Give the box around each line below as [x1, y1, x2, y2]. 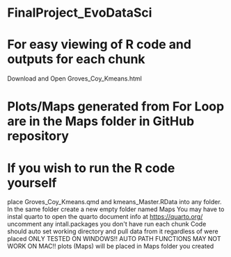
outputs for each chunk [7, 51, 145, 67]
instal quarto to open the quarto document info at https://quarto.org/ [7, 213, 203, 221]
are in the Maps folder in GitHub [7, 113, 195, 129]
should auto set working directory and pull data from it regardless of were [7, 227, 218, 235]
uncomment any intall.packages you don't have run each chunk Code [7, 220, 207, 229]
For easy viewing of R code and [7, 37, 191, 53]
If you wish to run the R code [7, 160, 175, 176]
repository [7, 128, 70, 144]
